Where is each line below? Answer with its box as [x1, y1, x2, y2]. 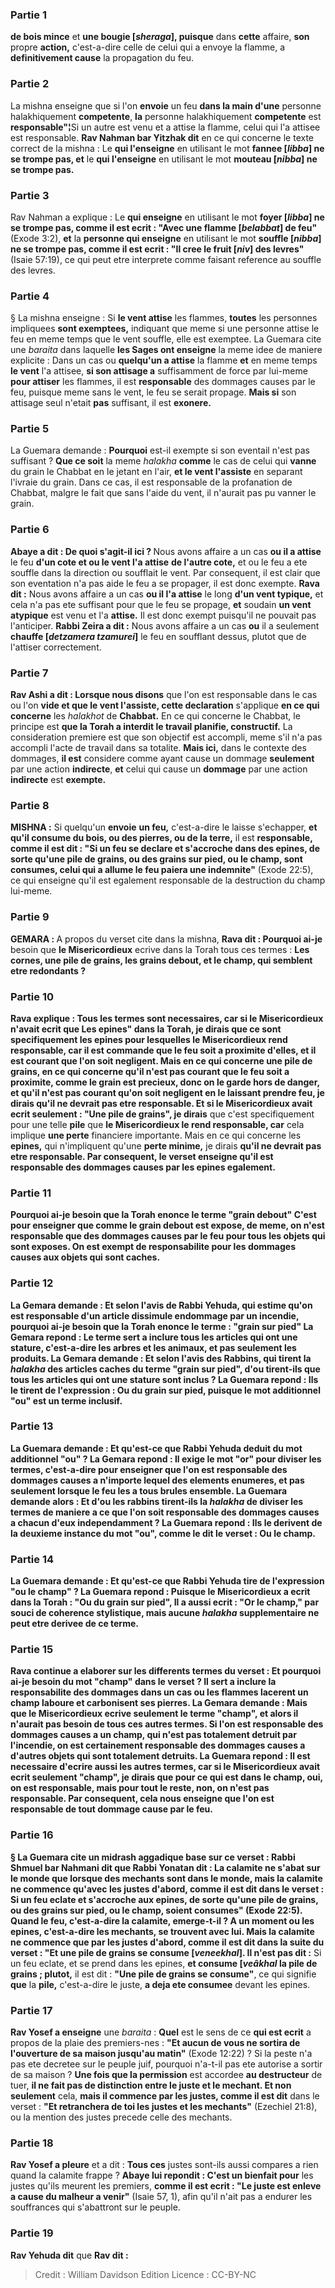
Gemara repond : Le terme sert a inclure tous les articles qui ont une [10, 1331, 298, 1343]
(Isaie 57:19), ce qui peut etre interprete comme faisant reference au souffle [10, 253, 322, 265]
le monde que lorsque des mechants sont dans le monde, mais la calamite [10, 1872, 323, 1884]
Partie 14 [10, 1552, 55, 1566]
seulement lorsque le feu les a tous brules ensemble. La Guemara [10, 1484, 288, 1497]
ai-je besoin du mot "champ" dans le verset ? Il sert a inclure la [10, 1676, 277, 1688]
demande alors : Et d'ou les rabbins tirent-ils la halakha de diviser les [10, 1495, 304, 1507]
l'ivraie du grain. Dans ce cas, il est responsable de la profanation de [10, 476, 293, 488]
